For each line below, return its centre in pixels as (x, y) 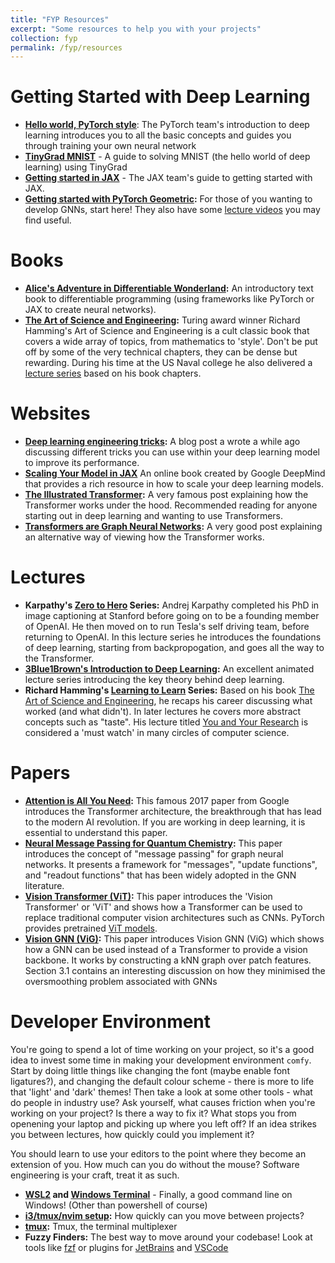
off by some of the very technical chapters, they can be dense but (161, 352)
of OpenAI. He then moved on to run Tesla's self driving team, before (167, 626)
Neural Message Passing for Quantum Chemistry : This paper (153, 843)
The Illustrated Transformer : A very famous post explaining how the (166, 495)
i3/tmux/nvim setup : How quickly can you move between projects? (164, 1215)
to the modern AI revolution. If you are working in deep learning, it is (165, 822)
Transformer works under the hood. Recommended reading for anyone (171, 505)
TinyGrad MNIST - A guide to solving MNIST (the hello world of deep (167, 157)
